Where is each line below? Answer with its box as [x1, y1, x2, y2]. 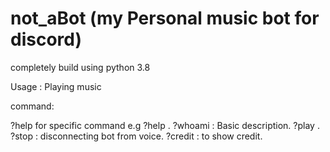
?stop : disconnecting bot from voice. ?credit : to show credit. [10, 130, 263, 142]
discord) [10, 28, 82, 51]
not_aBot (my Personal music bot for [10, 7, 320, 30]
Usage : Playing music [10, 80, 102, 92]
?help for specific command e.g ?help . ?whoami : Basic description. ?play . [10, 119, 320, 131]
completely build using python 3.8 [10, 61, 151, 73]
